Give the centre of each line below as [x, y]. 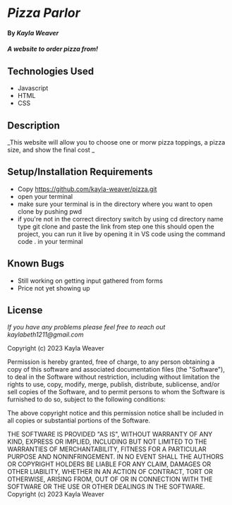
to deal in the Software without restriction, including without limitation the [114, 377]
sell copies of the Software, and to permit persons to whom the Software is [116, 392]
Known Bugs [36, 263]
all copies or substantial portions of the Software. [79, 420]
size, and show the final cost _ [51, 150]
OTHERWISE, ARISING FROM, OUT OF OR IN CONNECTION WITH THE [110, 479]
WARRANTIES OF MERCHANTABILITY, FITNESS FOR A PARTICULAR [107, 449]
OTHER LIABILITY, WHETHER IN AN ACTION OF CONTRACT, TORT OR [110, 472]
